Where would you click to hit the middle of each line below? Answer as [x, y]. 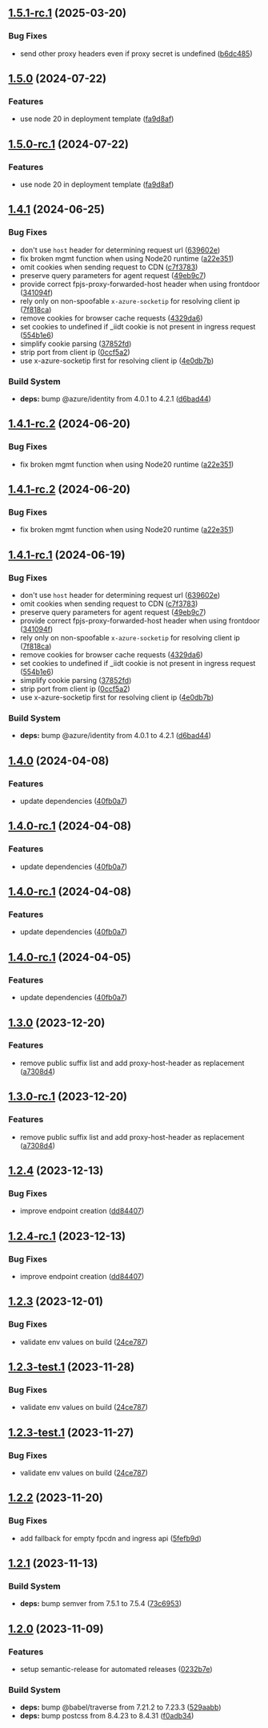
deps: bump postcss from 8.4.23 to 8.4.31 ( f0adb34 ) [107, 1716]
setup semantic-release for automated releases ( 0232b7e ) [116, 1669]
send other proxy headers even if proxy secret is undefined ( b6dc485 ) [136, 53]
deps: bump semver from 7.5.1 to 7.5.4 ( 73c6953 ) [101, 1604]
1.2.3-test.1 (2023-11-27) [71, 1433]
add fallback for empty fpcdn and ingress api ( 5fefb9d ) [111, 1538]
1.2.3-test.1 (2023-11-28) [72, 1367]
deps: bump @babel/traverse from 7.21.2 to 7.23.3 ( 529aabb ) [120, 1707]
